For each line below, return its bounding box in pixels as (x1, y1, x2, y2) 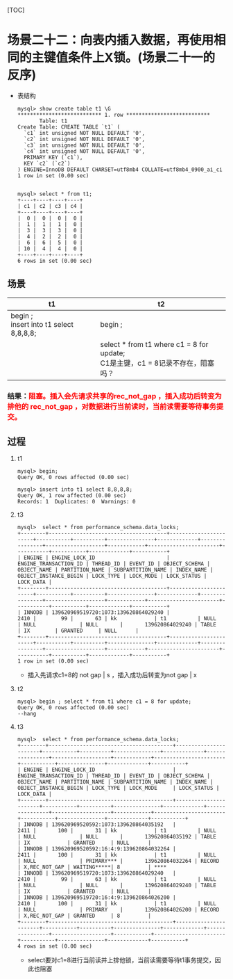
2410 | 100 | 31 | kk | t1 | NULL (17, 900, 216, 907)
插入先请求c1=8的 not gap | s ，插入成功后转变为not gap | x (27, 671, 198, 679)
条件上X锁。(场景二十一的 (68, 50, 216, 65)
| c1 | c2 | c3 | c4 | (17, 202, 83, 209)
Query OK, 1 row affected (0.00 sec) (17, 492, 127, 499)
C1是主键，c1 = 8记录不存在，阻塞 (100, 358, 215, 368)
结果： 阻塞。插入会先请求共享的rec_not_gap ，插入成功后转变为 (7, 391, 222, 400)
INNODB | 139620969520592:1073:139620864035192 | (24, 821, 176, 828)
